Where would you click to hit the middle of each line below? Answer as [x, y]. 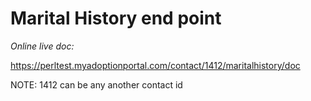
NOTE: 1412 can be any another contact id [96, 84]
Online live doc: [42, 46]
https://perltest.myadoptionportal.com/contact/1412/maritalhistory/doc [155, 65]
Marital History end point [116, 18]
